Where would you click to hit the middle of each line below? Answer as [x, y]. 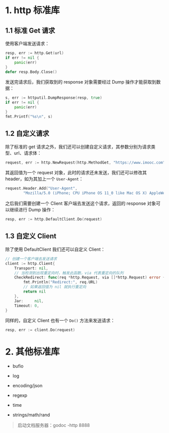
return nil [35, 292]
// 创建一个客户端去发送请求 [31, 259]
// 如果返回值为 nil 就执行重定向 [55, 287]
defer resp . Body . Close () [31, 72]
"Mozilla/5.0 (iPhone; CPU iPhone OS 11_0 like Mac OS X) [85, 193]
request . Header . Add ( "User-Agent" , [41, 189]
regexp [20, 395]
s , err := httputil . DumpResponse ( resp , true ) [54, 98]
